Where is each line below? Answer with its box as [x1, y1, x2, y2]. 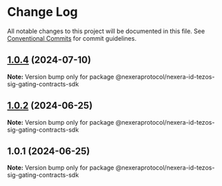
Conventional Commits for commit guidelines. [7, 34, 137, 42]
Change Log [7, 4, 78, 20]
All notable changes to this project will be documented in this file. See [7, 27, 205, 35]
